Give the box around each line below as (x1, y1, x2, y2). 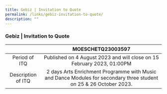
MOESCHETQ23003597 (72, 46, 131, 52)
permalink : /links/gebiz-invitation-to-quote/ (5, 12, 103, 17)
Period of (12, 54, 34, 61)
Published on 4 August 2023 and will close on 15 (44, 54, 159, 61)
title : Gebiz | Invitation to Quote (5, 7, 81, 12)
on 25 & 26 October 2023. (70, 80, 133, 87)
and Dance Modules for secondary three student (44, 74, 158, 81)
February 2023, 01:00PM (71, 60, 132, 67)
